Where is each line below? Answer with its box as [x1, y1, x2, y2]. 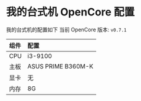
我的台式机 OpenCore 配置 [6, 5, 135, 19]
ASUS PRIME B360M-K [27, 62, 93, 70]
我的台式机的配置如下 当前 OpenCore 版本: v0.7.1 [6, 26, 127, 33]
